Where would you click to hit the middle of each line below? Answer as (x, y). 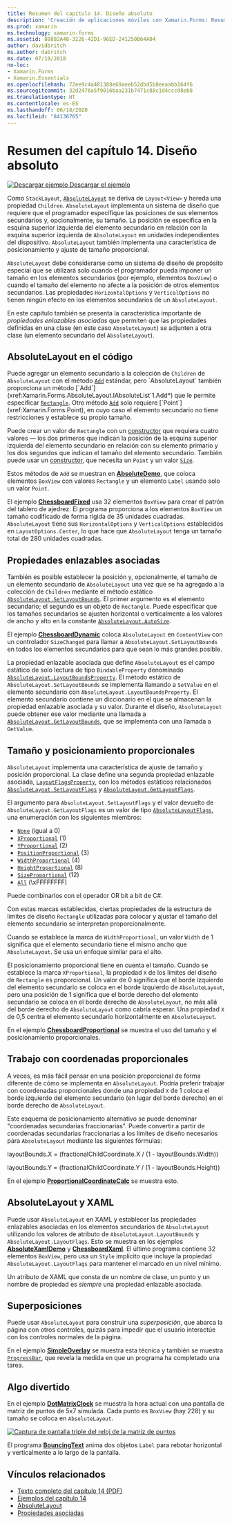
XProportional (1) (42, 838)
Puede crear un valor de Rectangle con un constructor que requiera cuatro (113, 431)
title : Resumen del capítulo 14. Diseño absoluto (80, 13)
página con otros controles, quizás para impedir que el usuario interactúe (112, 1330)
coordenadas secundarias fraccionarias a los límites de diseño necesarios (113, 1133)
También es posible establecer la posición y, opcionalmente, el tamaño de (112, 577)
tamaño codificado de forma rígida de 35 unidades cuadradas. (96, 517)
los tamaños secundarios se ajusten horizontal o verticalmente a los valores (115, 614)
